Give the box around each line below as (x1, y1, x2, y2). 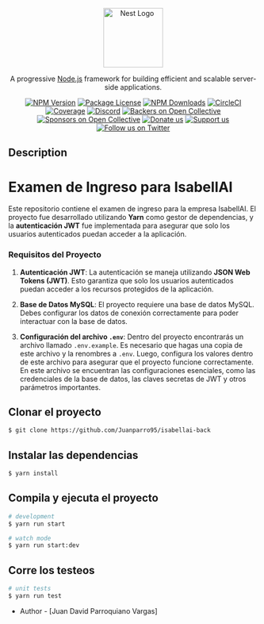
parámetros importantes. (19, 382, 101, 392)
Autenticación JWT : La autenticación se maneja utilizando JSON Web (19, 267, 251, 277)
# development (8, 512, 55, 520)
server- (232, 74, 257, 83)
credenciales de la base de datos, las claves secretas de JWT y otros (19, 374, 247, 383)
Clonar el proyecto (8, 406, 101, 419)
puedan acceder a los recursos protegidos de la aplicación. (19, 284, 214, 294)
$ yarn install (8, 469, 59, 478)
